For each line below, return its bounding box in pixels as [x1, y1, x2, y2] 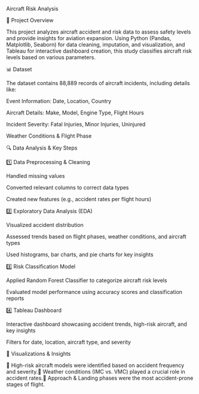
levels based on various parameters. [6, 54, 96, 60]
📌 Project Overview [6, 17, 54, 23]
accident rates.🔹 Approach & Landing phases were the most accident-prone [6, 374, 194, 381]
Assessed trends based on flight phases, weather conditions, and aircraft [6, 233, 186, 240]
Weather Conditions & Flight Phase [6, 132, 92, 140]
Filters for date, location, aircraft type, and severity [6, 338, 131, 345]
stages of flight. [6, 381, 45, 388]
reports [6, 295, 25, 302]
